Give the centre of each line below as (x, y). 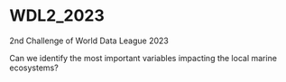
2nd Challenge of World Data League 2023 (89, 41)
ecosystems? (34, 68)
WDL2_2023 (57, 16)
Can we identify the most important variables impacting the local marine (143, 58)
